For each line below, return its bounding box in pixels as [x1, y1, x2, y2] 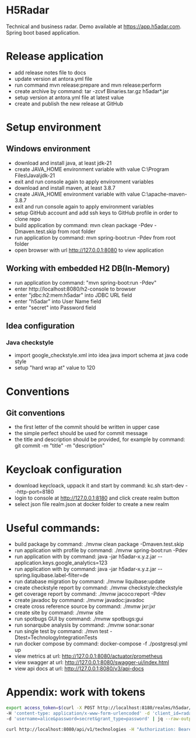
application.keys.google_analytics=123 [14, 559, 108, 566]
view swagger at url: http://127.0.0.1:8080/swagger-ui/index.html [14, 659, 169, 666]
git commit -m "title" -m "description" [14, 442, 105, 449]
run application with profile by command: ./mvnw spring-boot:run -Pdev [14, 547, 188, 554]
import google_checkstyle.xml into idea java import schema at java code [14, 352, 188, 359]
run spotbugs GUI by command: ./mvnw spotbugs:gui [14, 616, 144, 623]
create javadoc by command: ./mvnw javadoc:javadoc [14, 597, 145, 604]
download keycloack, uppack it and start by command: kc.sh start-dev [14, 482, 184, 489]
